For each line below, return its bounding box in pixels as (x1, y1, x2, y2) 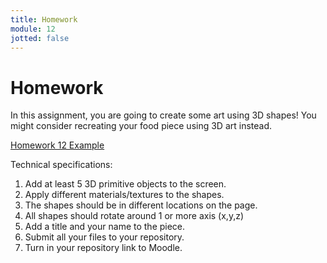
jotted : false (10, 33, 70, 43)
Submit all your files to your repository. (24, 231, 185, 243)
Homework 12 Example (10, 139, 105, 151)
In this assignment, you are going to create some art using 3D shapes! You (10, 109, 317, 121)
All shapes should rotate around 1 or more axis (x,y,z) (24, 210, 245, 222)
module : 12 (10, 24, 56, 34)
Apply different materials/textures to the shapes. (24, 189, 225, 201)
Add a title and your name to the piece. (24, 221, 186, 233)
